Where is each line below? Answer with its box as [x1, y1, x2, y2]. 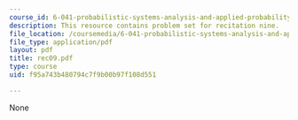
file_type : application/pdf [9, 37, 114, 47]
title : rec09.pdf [9, 54, 74, 63]
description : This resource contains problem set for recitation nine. [9, 21, 279, 30]
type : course [9, 63, 58, 71]
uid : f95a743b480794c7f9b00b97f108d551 [9, 71, 157, 79]
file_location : [9, 29, 66, 38]
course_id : [9, 12, 50, 22]
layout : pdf [9, 46, 53, 55]
